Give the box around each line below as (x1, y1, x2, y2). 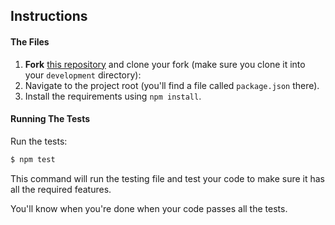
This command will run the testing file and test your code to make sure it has (10, 172, 326, 184)
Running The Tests (10, 113, 91, 125)
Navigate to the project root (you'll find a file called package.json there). (24, 79, 320, 91)
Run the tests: (10, 135, 68, 147)
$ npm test (10, 154, 56, 164)
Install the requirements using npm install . (24, 90, 202, 102)
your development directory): (24, 69, 142, 81)
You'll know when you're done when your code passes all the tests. (10, 202, 288, 214)
